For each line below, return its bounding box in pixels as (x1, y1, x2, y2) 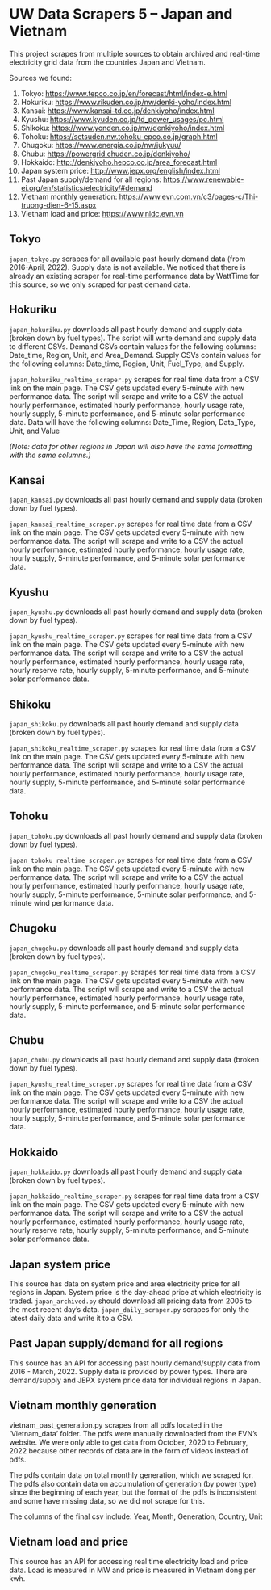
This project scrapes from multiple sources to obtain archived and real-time (9, 48, 261, 58)
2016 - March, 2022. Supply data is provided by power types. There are (9, 1366, 248, 1376)
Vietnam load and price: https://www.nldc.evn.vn (20, 208, 184, 218)
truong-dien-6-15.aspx (20, 200, 97, 210)
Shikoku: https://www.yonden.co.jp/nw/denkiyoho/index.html (20, 123, 225, 132)
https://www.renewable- (163, 175, 244, 184)
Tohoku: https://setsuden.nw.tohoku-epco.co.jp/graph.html (20, 131, 218, 141)
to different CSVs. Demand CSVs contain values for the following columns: (9, 341, 256, 351)
